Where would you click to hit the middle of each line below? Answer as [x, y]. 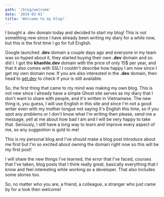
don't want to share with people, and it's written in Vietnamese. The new [78, 98]
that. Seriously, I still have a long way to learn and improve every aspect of [80, 124]
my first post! [18, 149]
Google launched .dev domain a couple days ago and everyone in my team [81, 52]
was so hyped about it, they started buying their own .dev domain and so [79, 58]
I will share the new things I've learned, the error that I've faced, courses [78, 159]
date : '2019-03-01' [25, 14]
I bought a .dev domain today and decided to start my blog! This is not [76, 33]
